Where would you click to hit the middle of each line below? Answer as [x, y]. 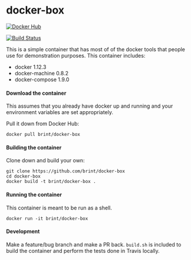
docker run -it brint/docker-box [47, 218]
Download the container [36, 93]
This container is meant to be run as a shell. [59, 208]
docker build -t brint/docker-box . [51, 182]
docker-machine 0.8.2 [42, 73]
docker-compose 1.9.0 [42, 79]
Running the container [34, 194]
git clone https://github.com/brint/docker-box [66, 171]
